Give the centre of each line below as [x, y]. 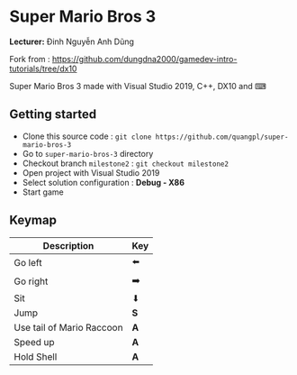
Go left [28, 263]
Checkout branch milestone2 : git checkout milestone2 [126, 163]
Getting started [53, 114]
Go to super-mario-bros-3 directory [88, 153]
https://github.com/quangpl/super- [222, 137]
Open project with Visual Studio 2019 [91, 172]
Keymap [33, 220]
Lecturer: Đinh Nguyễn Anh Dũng [72, 41]
